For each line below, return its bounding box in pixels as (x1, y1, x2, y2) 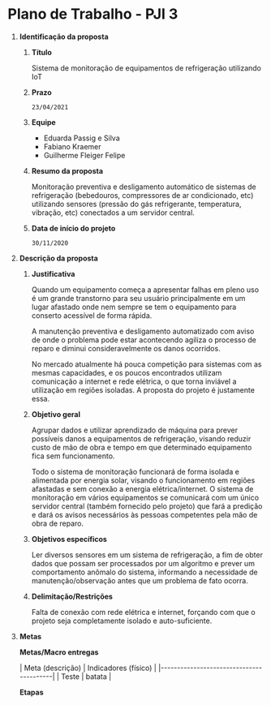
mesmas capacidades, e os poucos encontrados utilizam (31, 368, 222, 377)
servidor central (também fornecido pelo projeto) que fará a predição (31, 501, 263, 511)
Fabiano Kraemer (43, 141, 101, 151)
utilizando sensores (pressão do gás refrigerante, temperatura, (31, 199, 242, 208)
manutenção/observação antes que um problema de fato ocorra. (31, 575, 248, 585)
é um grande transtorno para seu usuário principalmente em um (31, 293, 246, 303)
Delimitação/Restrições (31, 591, 113, 601)
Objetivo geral (31, 409, 80, 419)
